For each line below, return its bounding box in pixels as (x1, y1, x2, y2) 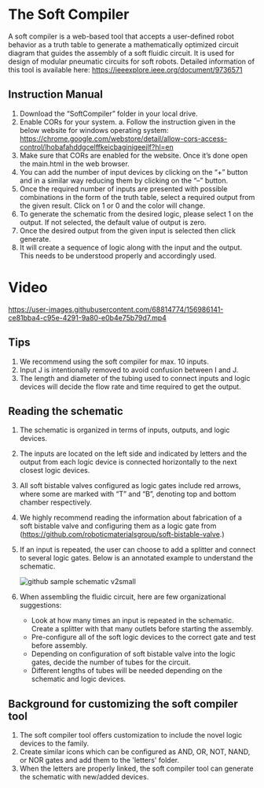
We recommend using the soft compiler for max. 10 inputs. (19, 357, 210, 366)
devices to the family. (19, 738, 89, 749)
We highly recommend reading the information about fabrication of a (19, 513, 242, 523)
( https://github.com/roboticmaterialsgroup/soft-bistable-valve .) (19, 530, 225, 539)
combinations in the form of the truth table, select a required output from (19, 192, 255, 202)
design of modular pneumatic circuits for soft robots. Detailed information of (8, 57, 255, 66)
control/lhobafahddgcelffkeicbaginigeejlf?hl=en (19, 142, 174, 151)
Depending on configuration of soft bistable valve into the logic (31, 649, 236, 659)
